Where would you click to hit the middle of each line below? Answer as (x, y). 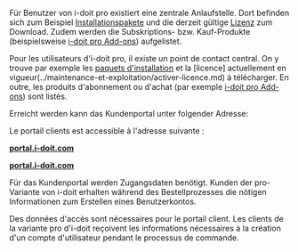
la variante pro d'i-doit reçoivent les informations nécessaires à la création (145, 228)
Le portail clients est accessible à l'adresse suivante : (107, 131)
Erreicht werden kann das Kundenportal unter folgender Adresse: (129, 114)
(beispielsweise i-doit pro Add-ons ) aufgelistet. (96, 41)
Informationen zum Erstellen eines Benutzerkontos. (103, 201)
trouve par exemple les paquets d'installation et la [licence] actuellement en (148, 68)
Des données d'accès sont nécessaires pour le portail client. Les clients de (147, 219)
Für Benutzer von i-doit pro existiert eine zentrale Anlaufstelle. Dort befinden (149, 13)
